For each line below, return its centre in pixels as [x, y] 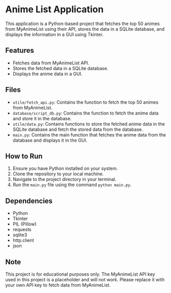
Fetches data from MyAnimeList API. [51, 63]
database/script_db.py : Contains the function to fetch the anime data [86, 113]
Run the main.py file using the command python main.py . [72, 185]
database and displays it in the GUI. [50, 140]
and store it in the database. [42, 118]
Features [20, 50]
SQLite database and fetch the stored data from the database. [78, 129]
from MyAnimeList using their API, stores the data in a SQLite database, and [85, 29]
